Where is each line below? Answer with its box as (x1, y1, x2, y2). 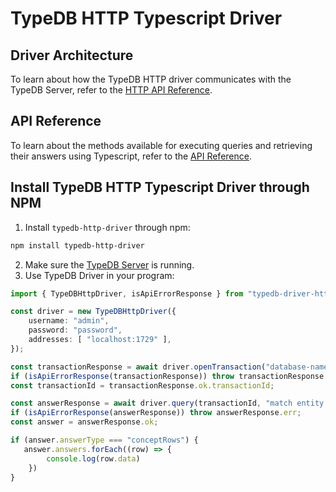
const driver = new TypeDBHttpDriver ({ (10, 307, 177, 317)
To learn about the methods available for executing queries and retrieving (10, 139, 313, 151)
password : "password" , (28, 325, 123, 336)
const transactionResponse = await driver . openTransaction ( (10, 362, 267, 372)
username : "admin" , (28, 316, 110, 326)
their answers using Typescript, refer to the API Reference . (10, 150, 252, 162)
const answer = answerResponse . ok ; (10, 417, 159, 427)
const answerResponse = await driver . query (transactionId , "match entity (10, 398, 325, 409)
